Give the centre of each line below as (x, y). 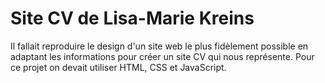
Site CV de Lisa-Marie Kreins (132, 18)
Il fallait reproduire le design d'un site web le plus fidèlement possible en (159, 46)
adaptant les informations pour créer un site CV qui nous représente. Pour (162, 56)
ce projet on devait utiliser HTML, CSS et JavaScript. (118, 67)
